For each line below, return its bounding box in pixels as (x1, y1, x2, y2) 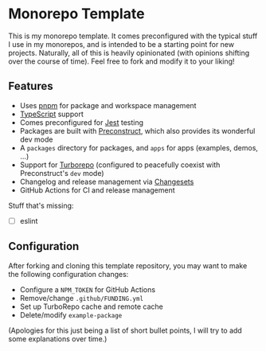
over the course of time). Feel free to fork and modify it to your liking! (8, 57, 235, 66)
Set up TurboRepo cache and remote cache (19, 302, 163, 311)
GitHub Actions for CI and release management (19, 185, 175, 195)
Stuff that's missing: (8, 201, 74, 210)
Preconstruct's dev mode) (19, 168, 104, 177)
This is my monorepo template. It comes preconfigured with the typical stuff (8, 31, 258, 41)
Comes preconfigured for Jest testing (19, 117, 144, 127)
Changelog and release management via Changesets (19, 177, 194, 186)
